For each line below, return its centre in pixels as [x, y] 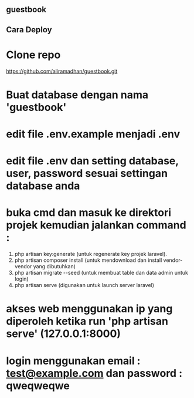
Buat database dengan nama [77, 95]
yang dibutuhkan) [55, 267]
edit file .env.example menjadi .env [93, 134]
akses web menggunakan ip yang [89, 309]
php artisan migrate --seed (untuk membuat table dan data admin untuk [101, 273]
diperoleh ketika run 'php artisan [87, 321]
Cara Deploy [29, 30]
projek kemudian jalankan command [96, 225]
